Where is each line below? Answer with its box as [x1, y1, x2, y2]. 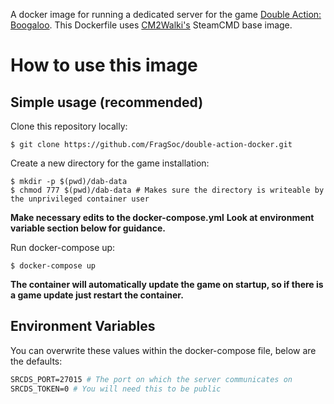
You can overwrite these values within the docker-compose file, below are [10, 344, 317, 356]
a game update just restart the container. [10, 289, 184, 301]
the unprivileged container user [10, 194, 150, 204]
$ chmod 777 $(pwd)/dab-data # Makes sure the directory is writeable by [10, 185, 325, 195]
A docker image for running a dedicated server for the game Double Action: [10, 9, 322, 20]
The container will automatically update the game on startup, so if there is [10, 279, 324, 290]
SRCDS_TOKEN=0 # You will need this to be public [10, 384, 222, 394]
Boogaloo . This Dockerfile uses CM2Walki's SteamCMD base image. [10, 19, 293, 31]
